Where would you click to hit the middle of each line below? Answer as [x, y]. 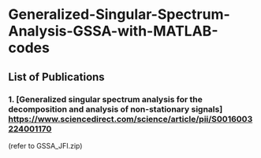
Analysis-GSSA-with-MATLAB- [113, 31]
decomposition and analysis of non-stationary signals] [116, 109]
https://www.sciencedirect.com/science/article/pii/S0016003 [130, 119]
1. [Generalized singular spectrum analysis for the [105, 99]
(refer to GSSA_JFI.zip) [45, 145]
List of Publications [56, 77]
